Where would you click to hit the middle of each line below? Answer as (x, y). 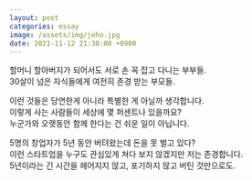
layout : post (34, 18)
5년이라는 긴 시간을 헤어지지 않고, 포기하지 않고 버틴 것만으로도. (122, 165)
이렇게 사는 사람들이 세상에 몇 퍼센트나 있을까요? (96, 112)
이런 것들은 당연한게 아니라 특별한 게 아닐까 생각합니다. (107, 101)
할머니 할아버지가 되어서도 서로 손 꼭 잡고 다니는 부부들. (108, 70)
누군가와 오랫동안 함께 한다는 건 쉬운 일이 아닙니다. (100, 124)
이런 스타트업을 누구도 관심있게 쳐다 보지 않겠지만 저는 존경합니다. (126, 155)
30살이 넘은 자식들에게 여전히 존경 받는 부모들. (92, 82)
